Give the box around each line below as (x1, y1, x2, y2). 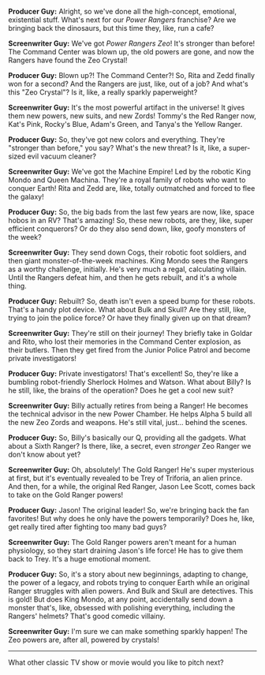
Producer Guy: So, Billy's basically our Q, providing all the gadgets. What (8, 433, 246, 442)
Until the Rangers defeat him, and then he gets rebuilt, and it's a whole (8, 273, 237, 282)
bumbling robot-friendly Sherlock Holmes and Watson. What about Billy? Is (8, 378, 252, 386)
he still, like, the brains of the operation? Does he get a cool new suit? (8, 386, 234, 395)
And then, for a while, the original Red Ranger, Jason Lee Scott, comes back (8, 482, 256, 491)
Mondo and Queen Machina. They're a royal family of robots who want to (8, 175, 246, 185)
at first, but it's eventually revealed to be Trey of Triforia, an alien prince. (8, 473, 243, 483)
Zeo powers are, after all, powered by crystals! (8, 635, 159, 644)
